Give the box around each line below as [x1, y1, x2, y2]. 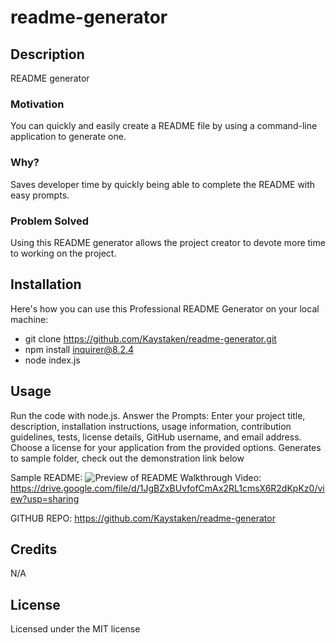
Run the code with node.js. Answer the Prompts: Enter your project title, [10, 409, 306, 421]
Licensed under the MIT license [10, 623, 141, 635]
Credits [10, 541, 58, 558]
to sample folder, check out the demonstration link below [10, 452, 245, 464]
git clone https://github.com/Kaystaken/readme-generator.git [24, 332, 277, 345]
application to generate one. [10, 131, 127, 143]
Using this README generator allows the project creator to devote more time [10, 236, 326, 248]
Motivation [10, 97, 65, 111]
